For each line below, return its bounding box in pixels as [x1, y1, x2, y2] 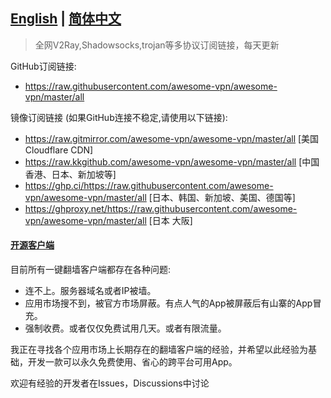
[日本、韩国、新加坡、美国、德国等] [148, 191, 296, 203]
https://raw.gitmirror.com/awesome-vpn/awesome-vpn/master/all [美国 [24, 132, 320, 144]
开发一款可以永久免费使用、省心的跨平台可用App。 [27, 356, 238, 368]
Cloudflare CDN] [24, 144, 94, 156]
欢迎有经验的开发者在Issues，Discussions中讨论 [10, 377, 210, 389]
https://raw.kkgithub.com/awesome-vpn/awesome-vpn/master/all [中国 [24, 155, 320, 168]
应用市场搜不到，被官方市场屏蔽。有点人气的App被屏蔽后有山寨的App [24, 297, 313, 309]
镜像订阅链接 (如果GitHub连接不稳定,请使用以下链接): [10, 111, 228, 123]
